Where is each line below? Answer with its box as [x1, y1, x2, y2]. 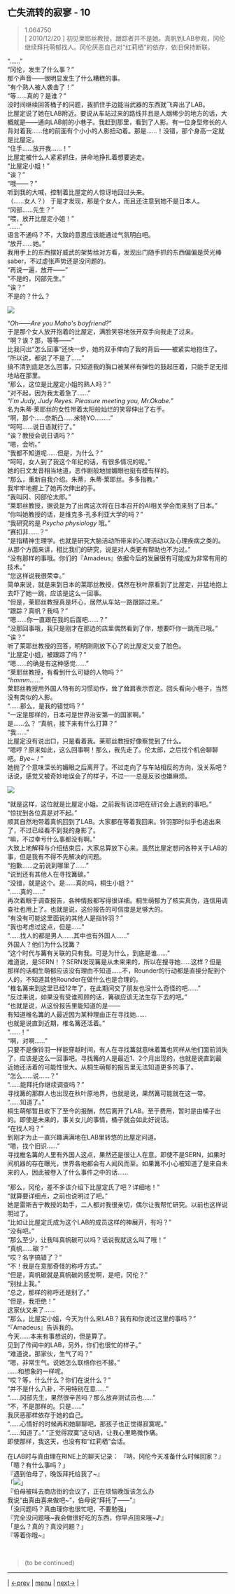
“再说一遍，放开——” [7, 265, 69, 273]
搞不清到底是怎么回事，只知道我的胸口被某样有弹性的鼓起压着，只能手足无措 [7, 362, 228, 370]
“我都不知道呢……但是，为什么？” [7, 448, 104, 457]
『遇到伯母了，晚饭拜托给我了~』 [7, 1469, 104, 1478]
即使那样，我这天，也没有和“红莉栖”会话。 [7, 1437, 129, 1445]
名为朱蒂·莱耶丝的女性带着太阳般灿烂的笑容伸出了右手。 [7, 405, 169, 413]
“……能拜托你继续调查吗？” [7, 1080, 85, 1088]
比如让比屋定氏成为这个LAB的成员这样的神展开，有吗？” [10, 1217, 172, 1226]
